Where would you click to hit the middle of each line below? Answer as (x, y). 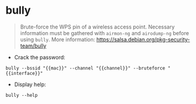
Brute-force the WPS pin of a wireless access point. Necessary (97, 27)
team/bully (33, 46)
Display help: (30, 84)
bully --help (22, 95)
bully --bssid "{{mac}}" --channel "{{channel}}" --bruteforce (86, 68)
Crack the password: (40, 57)
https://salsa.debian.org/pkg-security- (143, 39)
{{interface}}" (24, 73)
